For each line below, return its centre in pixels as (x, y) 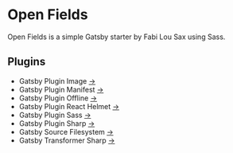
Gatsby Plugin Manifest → (61, 89)
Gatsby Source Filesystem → (66, 131)
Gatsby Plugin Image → (57, 80)
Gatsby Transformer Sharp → (67, 140)
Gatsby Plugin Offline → (58, 98)
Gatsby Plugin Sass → (55, 115)
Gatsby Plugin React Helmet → (69, 106)
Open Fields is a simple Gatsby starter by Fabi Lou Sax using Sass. (116, 37)
